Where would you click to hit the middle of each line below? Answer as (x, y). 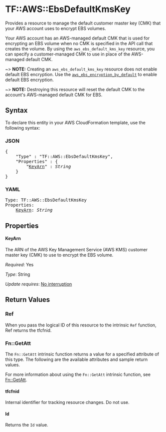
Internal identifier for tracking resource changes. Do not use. (67, 402)
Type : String (18, 274)
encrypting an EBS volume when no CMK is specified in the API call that (79, 43)
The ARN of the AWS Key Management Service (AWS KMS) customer (77, 249)
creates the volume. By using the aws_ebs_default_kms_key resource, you (80, 49)
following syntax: (23, 128)
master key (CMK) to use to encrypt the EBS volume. (59, 255)
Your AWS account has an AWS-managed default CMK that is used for (78, 38)
